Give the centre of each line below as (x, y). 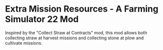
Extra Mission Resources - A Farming (82, 9)
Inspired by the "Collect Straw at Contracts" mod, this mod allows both (76, 33)
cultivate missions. (24, 43)
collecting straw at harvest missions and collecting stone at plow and (74, 38)
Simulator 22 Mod (42, 19)
